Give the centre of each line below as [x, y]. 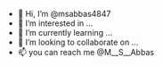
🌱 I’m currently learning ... [65, 33]
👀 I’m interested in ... [55, 23]
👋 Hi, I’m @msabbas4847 [64, 14]
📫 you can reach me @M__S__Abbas [86, 52]
